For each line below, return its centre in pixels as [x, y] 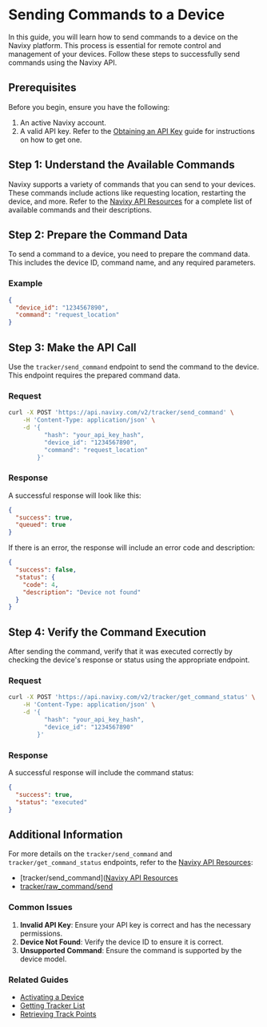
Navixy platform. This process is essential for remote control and [115, 45]
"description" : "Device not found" [82, 592]
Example [26, 284]
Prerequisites [42, 88]
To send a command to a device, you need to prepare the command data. [129, 254]
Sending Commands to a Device [117, 15]
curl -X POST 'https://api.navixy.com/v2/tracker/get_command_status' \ [132, 697]
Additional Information [66, 834]
